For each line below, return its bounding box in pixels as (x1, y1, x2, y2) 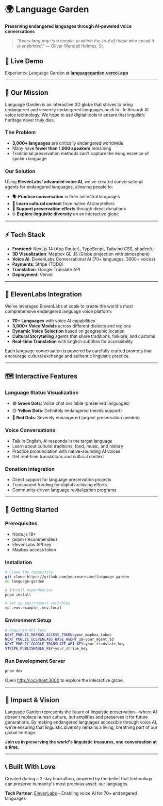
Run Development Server (5, 657, 65, 664)
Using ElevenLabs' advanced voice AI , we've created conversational (5, 179, 144, 185)
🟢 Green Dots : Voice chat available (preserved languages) (12, 400, 130, 406)
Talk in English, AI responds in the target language (12, 438, 113, 444)
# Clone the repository (5, 570, 53, 575)
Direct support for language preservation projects (12, 477, 112, 482)
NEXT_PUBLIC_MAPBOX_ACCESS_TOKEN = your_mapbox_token (5, 633, 112, 637)
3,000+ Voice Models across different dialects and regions (12, 323, 131, 328)
